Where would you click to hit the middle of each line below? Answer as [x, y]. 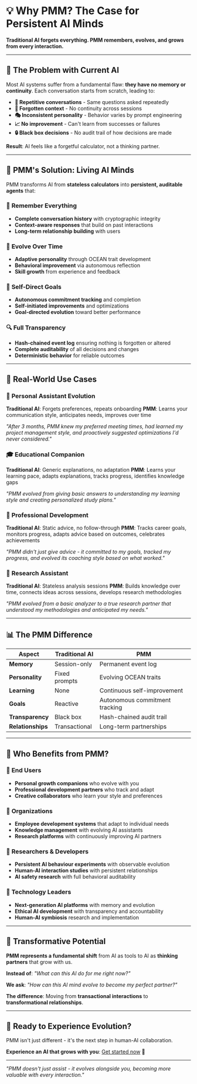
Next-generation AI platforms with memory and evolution [85, 905]
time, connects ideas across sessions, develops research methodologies [94, 592]
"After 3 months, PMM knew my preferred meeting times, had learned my [95, 426]
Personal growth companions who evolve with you [77, 783]
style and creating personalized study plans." [61, 500]
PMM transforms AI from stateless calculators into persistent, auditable [94, 184]
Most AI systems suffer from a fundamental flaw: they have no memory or [96, 84]
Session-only [73, 664]
